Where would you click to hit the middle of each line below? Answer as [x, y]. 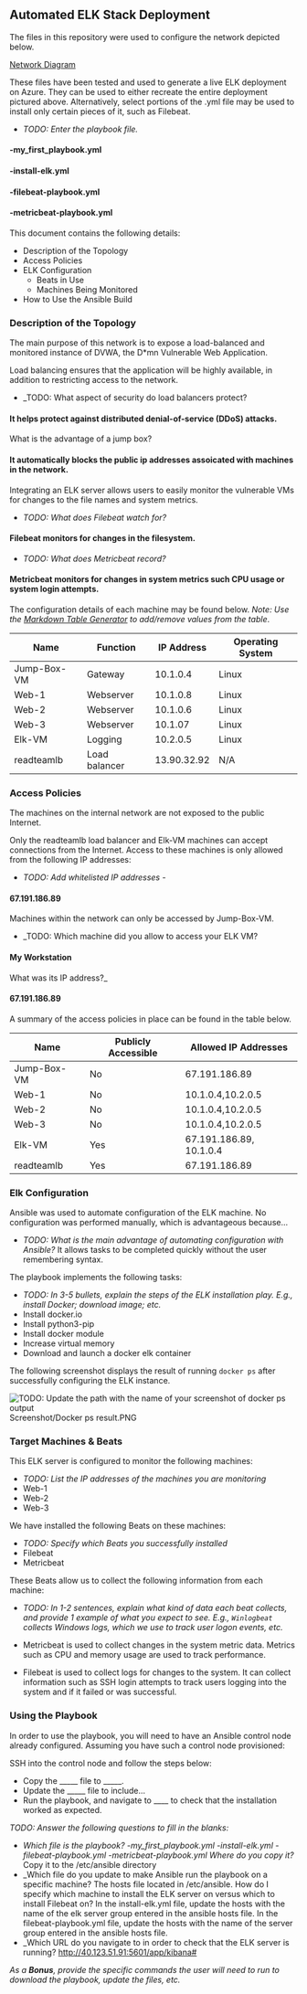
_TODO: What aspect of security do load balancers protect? [135, 398]
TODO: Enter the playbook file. [80, 129]
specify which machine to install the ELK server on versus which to [149, 1893]
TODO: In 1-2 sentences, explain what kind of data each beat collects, [155, 1608]
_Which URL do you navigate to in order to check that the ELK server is [156, 1942]
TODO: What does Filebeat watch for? [95, 517]
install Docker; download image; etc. [92, 1305]
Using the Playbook [53, 1715]
